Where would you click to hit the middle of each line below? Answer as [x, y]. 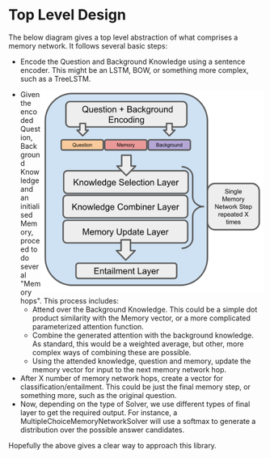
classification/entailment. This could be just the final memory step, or [135, 387]
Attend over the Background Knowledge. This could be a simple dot [145, 309]
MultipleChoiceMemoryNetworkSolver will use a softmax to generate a [138, 421]
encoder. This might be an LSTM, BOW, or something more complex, [134, 70]
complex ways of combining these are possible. [112, 352]
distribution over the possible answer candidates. [102, 430]
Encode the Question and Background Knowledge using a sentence [133, 61]
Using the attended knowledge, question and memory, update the [141, 361]
